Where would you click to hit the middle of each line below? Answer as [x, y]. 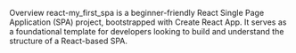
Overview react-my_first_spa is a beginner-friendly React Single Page [137, 13]
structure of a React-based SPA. [68, 41]
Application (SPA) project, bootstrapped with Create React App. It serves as [148, 22]
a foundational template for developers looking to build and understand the [147, 31]
